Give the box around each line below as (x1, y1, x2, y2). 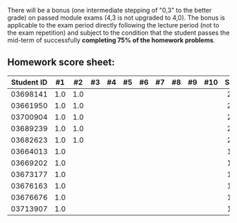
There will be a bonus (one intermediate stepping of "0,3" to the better (7, 6, 212, 14)
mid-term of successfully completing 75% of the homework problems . (7, 36, 216, 44)
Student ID (11, 77, 48, 87)
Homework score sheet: (7, 56, 115, 68)
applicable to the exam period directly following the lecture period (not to (7, 21, 220, 29)
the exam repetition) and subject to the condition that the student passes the (7, 28, 230, 37)
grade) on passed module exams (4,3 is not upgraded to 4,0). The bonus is (7, 13, 226, 22)
